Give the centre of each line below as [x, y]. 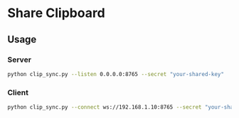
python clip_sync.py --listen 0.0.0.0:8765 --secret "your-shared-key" [116, 74]
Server [20, 60]
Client [18, 92]
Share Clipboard [56, 13]
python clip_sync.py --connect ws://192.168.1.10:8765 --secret [105, 107]
